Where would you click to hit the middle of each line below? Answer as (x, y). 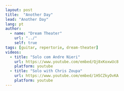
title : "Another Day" (29, 15)
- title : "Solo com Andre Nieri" (45, 57)
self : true (26, 43)
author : (13, 29)
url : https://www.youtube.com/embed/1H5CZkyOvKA (67, 76)
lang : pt (14, 24)
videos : (13, 52)
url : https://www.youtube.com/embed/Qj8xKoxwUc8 (67, 62)
